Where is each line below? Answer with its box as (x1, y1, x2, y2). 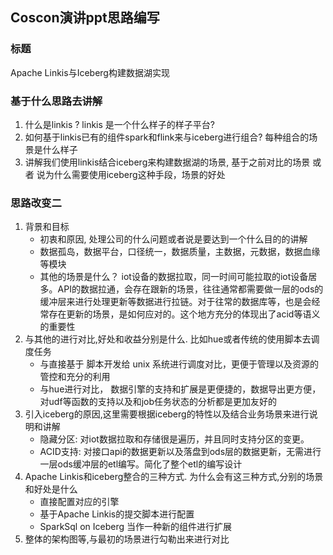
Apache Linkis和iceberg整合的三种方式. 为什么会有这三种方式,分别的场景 (24, 471, 324, 483)
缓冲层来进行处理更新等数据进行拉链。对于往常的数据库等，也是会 (39, 296, 312, 308)
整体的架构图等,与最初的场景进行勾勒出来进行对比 (24, 533, 230, 545)
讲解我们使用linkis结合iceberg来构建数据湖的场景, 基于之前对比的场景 (24, 156, 311, 168)
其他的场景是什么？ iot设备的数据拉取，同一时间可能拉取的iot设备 (39, 271, 309, 283)
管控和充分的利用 (39, 371, 111, 383)
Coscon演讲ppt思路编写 (10, 9, 160, 27)
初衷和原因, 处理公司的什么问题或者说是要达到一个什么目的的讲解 (39, 233, 308, 245)
